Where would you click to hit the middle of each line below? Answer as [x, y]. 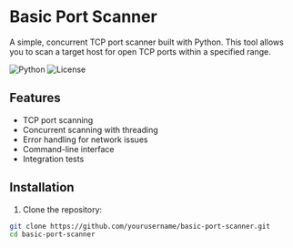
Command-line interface [68, 149]
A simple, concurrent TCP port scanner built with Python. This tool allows [146, 42]
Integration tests [53, 159]
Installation [42, 187]
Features [35, 98]
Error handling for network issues [85, 139]
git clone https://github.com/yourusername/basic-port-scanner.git [140, 226]
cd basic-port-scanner [52, 234]
